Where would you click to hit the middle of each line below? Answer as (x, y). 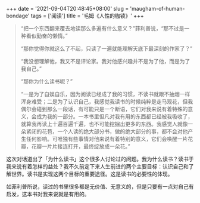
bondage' (18, 16)
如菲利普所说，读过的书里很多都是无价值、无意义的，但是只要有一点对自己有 (100, 187)
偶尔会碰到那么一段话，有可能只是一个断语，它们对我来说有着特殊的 (104, 109)
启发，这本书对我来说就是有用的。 (48, 194)
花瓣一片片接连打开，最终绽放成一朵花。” (81, 146)
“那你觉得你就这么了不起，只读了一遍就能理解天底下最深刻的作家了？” (107, 48)
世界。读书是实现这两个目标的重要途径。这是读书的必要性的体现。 (92, 174)
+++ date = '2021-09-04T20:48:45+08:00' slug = (68, 9)
